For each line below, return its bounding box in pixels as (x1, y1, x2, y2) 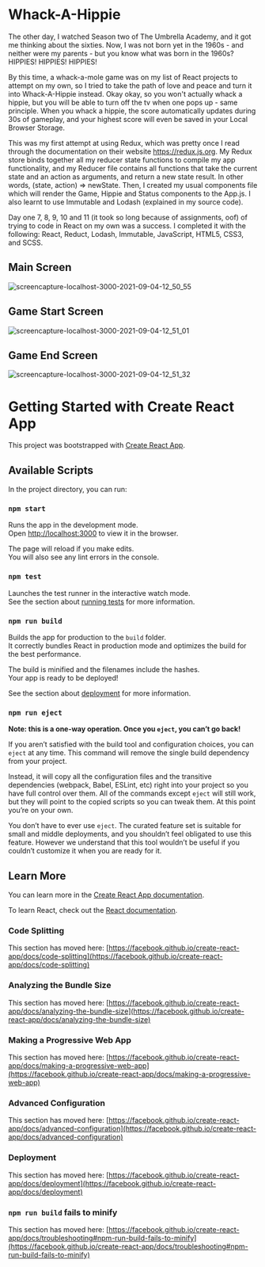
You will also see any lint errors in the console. (8, 552, 160, 562)
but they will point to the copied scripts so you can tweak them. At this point (8, 797, 256, 807)
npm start (8, 505, 46, 513)
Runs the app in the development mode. (8, 521, 138, 530)
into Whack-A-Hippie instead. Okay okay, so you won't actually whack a (8, 89, 243, 98)
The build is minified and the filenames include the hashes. (8, 665, 200, 674)
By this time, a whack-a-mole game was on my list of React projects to (8, 72, 239, 82)
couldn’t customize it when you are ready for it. (8, 846, 162, 856)
